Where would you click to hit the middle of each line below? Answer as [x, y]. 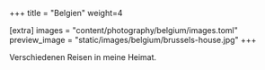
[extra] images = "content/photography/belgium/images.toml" [124, 30]
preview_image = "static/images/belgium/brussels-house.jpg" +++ [133, 40]
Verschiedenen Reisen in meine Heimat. [83, 57]
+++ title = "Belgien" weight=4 [66, 13]
